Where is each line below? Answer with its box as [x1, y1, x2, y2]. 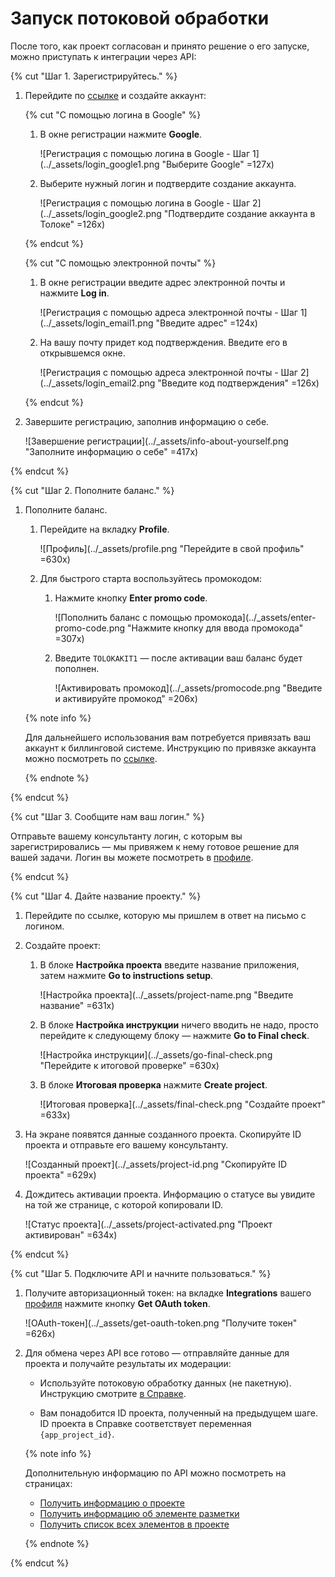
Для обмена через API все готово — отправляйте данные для [24, 1347, 290, 1359]
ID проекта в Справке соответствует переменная [39, 1417, 252, 1429]
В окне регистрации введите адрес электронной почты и [39, 276, 286, 288]
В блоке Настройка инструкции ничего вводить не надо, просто [39, 1018, 319, 1031]
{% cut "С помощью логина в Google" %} [24, 108, 202, 121]
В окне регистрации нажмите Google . [39, 128, 203, 140]
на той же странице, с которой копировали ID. [24, 1198, 223, 1211]
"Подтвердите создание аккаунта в [163, 207, 316, 219]
